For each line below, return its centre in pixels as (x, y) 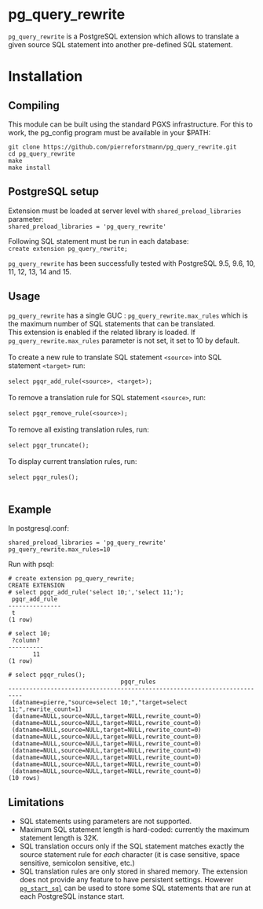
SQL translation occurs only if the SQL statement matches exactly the (132, 846)
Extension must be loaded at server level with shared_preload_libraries (125, 211)
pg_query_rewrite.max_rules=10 (59, 550)
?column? (26, 641)
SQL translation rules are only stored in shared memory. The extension (133, 871)
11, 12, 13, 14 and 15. (40, 271)
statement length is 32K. (59, 838)
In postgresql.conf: (38, 528)
